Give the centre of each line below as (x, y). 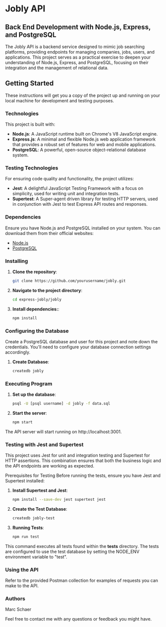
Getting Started (29, 83)
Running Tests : (28, 528)
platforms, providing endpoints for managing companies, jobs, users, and (80, 52)
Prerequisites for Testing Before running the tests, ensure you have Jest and (83, 475)
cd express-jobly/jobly (37, 299)
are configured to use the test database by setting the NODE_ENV (72, 551)
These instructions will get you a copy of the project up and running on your (83, 95)
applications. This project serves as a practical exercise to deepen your (78, 57)
